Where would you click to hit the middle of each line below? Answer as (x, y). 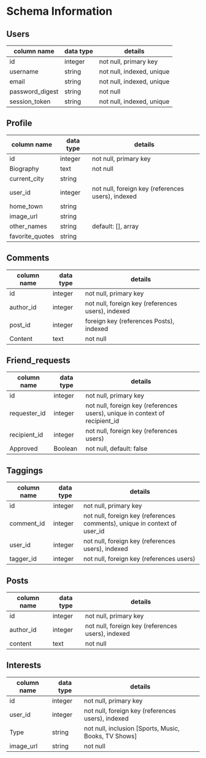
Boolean (66, 448)
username (24, 72)
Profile (19, 123)
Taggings (25, 470)
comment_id (27, 523)
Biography (24, 168)
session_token (30, 101)
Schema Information (59, 11)
